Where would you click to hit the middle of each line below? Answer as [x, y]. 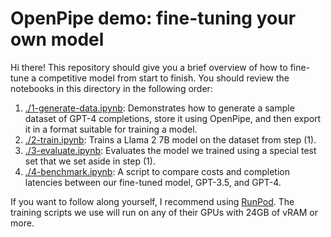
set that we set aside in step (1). [90, 161]
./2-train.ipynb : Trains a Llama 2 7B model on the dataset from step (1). [170, 139]
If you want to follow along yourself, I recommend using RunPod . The [152, 201]
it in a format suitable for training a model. [111, 129]
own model [57, 39]
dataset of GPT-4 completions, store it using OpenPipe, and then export [173, 118]
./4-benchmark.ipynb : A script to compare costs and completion [157, 171]
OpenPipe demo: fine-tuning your [153, 18]
